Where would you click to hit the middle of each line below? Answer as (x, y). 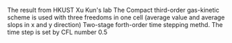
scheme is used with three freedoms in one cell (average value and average (116, 17)
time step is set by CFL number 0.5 (57, 32)
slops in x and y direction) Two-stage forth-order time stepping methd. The (115, 25)
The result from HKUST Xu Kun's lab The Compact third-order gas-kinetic (113, 10)
